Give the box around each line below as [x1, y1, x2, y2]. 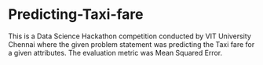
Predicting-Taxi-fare [8, 5, 144, 23]
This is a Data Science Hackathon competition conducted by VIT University [8, 31, 251, 41]
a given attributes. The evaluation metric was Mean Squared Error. [8, 48, 223, 57]
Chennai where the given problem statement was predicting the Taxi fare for [8, 39, 255, 49]
